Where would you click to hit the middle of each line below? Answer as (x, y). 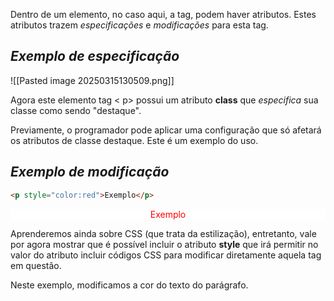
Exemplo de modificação (90, 172)
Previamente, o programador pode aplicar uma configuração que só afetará (166, 130)
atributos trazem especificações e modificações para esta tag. (139, 25)
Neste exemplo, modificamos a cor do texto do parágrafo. (129, 285)
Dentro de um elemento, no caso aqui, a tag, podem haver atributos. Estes (163, 14)
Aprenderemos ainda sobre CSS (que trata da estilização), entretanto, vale (163, 233)
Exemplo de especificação (95, 56)
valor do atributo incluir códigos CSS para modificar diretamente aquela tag (166, 255)
